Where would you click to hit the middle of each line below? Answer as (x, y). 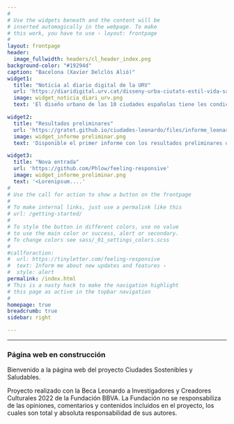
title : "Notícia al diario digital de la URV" (82, 85)
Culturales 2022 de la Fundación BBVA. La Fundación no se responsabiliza (114, 398)
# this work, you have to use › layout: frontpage (82, 33)
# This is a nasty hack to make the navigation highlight (93, 285)
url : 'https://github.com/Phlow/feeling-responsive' (92, 169)
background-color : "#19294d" (49, 66)
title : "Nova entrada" (46, 162)
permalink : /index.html (42, 279)
